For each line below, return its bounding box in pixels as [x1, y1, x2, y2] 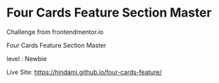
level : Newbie [6, 54, 47, 63]
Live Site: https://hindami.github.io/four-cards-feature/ [6, 68, 162, 76]
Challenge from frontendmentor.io [6, 28, 104, 36]
